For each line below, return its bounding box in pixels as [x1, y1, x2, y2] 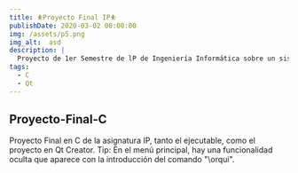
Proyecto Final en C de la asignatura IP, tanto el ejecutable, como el [9, 135, 255, 146]
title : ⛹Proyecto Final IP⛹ [9, 12, 117, 22]
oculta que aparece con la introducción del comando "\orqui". [9, 154, 235, 165]
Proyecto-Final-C [9, 112, 107, 127]
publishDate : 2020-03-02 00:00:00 [9, 21, 137, 30]
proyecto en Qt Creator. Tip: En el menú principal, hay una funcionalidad [9, 145, 273, 155]
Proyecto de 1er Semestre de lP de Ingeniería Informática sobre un [17, 54, 276, 63]
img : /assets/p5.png [9, 29, 86, 38]
